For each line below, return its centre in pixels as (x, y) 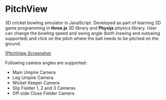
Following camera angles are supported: (46, 63)
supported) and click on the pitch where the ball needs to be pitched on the (82, 38)
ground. (13, 43)
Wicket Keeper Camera (36, 83)
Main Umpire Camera (34, 72)
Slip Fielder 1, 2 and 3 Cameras (44, 88)
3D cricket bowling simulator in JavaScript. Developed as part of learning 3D (83, 23)
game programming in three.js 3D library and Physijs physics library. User (81, 28)
